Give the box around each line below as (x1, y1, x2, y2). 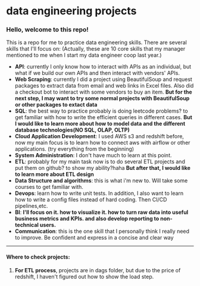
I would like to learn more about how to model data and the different (14, 120, 186, 128)
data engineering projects (6, 4, 137, 18)
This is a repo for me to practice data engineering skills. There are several (6, 39, 187, 46)
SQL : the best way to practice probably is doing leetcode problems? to (14, 107, 189, 114)
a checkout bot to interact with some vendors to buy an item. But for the (14, 88, 192, 96)
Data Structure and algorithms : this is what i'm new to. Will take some (14, 177, 188, 184)
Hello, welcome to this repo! (6, 26, 89, 34)
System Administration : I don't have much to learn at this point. (14, 152, 172, 159)
